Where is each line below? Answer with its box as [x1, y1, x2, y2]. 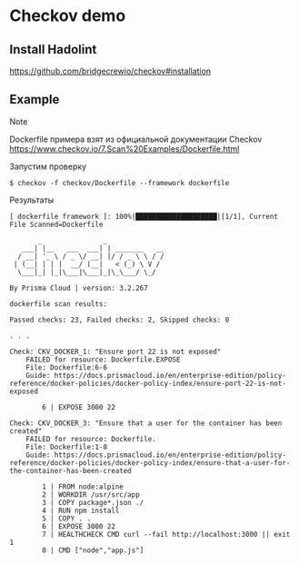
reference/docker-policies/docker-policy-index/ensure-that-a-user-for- [9, 458, 291, 468]
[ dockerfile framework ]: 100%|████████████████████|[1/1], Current [9, 212, 279, 221]
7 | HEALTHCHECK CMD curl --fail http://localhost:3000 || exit [42, 529, 291, 539]
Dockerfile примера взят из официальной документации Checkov [9, 134, 263, 144]
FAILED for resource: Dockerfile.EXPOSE [25, 355, 181, 364]
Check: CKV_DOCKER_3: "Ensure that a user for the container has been [9, 419, 283, 428]
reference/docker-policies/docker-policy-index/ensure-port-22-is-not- [9, 379, 286, 388]
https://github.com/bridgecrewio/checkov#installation [9, 65, 212, 76]
